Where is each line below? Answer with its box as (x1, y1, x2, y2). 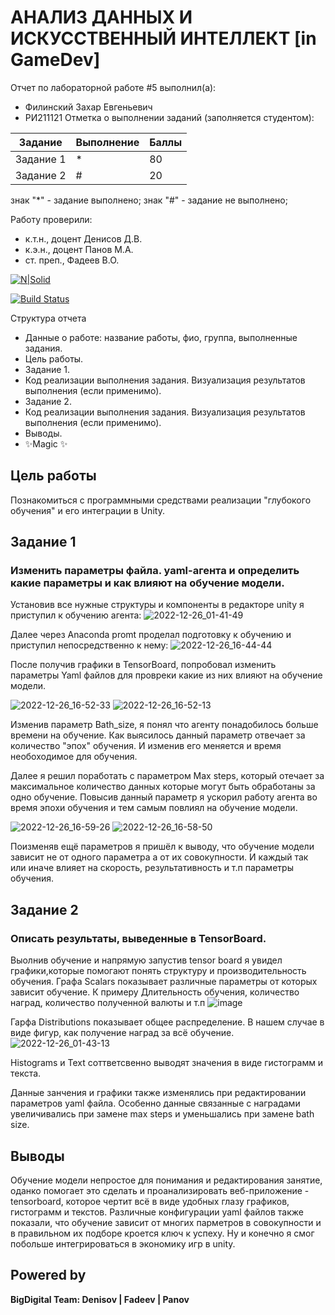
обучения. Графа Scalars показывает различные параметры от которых (10, 976, 318, 988)
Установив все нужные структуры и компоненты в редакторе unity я (10, 599, 305, 611)
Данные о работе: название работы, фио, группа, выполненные (24, 331, 298, 343)
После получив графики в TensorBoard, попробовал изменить (10, 659, 277, 671)
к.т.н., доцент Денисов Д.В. (24, 232, 143, 245)
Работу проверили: (10, 213, 93, 225)
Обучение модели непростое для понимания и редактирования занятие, (10, 1174, 323, 1186)
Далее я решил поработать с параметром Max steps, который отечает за (10, 770, 325, 782)
